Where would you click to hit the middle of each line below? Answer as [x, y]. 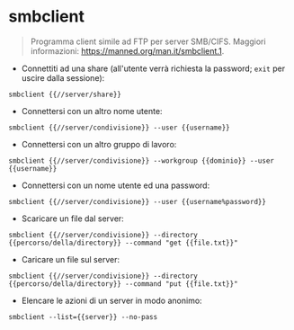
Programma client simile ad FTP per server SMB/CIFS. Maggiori [148, 41]
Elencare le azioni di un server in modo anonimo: [112, 300]
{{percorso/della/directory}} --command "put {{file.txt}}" [124, 284]
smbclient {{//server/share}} [65, 94]
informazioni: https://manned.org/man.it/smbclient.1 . [127, 50]
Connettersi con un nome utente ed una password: [116, 185]
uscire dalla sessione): [63, 77]
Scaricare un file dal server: [73, 219]
